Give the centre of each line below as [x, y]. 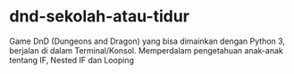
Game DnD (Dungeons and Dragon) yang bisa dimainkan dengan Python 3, [147, 41]
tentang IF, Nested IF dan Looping [71, 60]
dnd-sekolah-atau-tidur [100, 16]
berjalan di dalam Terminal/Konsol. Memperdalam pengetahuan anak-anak [146, 50]
